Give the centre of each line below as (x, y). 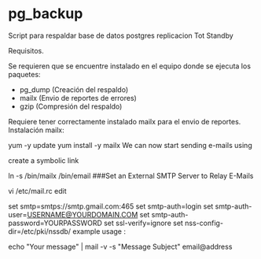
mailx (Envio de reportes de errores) (78, 98)
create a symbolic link (44, 160)
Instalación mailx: (36, 130)
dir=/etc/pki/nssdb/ (40, 231)
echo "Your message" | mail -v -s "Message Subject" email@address (120, 246)
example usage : (99, 231)
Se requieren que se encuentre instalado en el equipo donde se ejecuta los (130, 66)
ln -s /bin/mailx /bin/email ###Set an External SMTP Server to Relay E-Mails (131, 176)
